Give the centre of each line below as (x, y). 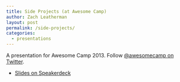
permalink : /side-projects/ (41, 28)
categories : (21, 33)
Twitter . (15, 61)
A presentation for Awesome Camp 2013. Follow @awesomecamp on (90, 55)
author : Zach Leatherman (37, 17)
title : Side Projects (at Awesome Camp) (57, 11)
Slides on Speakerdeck (42, 73)
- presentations (31, 39)
